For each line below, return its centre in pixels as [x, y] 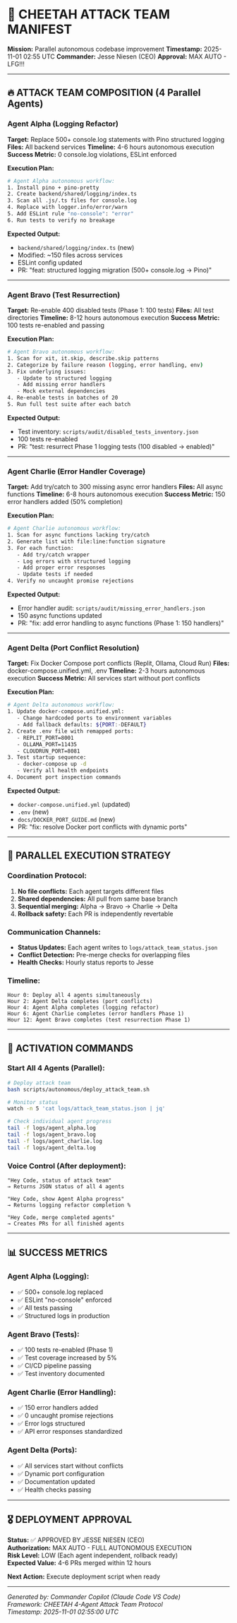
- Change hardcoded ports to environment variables [94, 718]
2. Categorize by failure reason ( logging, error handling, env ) [105, 365]
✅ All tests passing [45, 1307]
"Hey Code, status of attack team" [60, 1181]
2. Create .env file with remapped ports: [71, 731]
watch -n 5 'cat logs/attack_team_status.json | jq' [86, 1109]
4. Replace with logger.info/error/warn [68, 208]
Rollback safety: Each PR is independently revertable [95, 914]
